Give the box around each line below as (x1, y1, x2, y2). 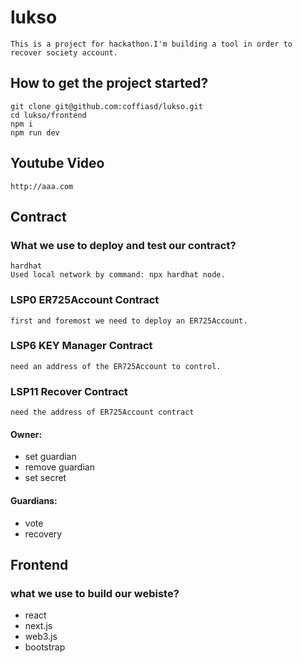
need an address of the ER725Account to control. (10, 361, 222, 371)
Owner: (10, 428, 43, 440)
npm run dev (10, 127, 60, 138)
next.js (24, 620, 53, 632)
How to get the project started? (10, 75, 209, 92)
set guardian (24, 451, 77, 463)
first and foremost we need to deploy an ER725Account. (10, 316, 248, 326)
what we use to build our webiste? (10, 586, 180, 600)
